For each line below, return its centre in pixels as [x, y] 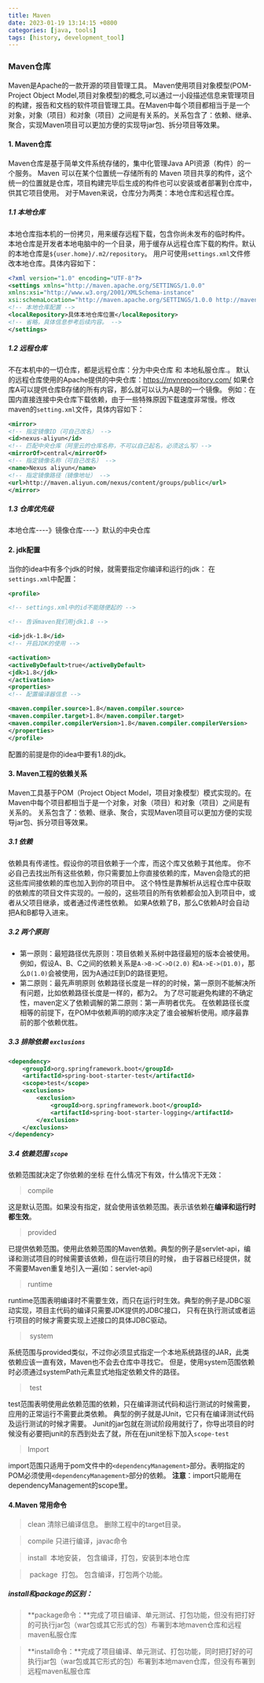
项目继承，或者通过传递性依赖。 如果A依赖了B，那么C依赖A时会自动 [139, 902]
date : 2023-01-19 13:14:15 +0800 [63, 23]
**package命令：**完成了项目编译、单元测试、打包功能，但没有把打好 [141, 1615]
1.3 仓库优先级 [31, 509]
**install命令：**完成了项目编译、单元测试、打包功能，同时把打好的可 [140, 1651]
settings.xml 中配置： [43, 578]
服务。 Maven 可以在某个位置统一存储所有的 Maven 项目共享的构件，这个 [134, 173]
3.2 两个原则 [28, 932]
